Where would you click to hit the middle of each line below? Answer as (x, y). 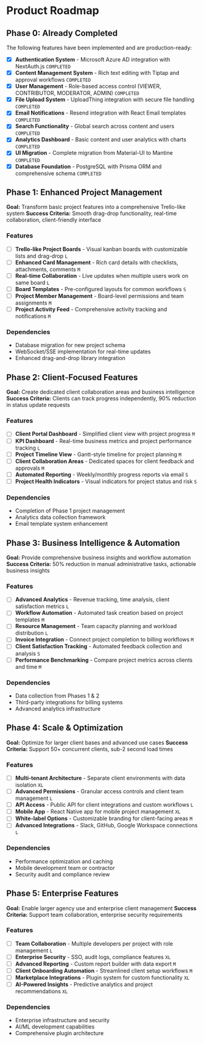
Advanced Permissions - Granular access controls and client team (99, 791)
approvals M (30, 468)
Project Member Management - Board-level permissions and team (99, 295)
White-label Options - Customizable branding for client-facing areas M (104, 818)
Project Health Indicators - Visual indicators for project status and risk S (106, 481)
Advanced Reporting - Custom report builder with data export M (96, 964)
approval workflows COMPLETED (53, 80)
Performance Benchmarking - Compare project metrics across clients (104, 660)
